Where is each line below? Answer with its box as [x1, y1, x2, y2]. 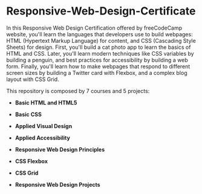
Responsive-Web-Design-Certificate [6, 4, 196, 18]
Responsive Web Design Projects [15, 181, 101, 188]
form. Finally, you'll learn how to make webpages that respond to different [6, 62, 191, 70]
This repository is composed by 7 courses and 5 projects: [6, 87, 150, 94]
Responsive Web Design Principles [15, 146, 105, 153]
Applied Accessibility [15, 134, 71, 141]
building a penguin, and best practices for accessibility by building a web [6, 56, 189, 63]
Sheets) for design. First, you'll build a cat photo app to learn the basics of [6, 44, 191, 51]
